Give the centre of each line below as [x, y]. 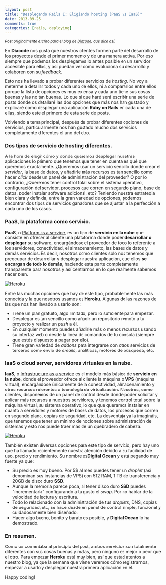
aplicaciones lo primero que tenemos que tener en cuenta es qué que [76, 161]
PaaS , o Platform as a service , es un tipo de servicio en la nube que [75, 232]
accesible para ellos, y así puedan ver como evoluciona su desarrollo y [77, 67]
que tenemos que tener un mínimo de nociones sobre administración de [78, 421]
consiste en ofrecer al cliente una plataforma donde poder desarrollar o [78, 237]
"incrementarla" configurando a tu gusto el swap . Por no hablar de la [83, 492]
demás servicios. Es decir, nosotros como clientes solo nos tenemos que [79, 253]
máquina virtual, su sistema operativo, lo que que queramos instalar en [77, 405]
